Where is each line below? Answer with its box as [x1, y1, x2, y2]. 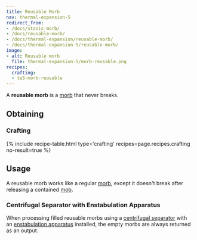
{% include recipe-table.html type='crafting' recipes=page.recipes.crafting [6, 140, 190, 147]
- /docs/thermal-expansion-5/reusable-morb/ [6, 42, 119, 48]
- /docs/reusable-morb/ [6, 31, 66, 37]
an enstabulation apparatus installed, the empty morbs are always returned [6, 220, 191, 227]
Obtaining [6, 108, 44, 119]
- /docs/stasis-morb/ [6, 25, 60, 32]
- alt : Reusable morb [6, 53, 60, 59]
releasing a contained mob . [6, 186, 73, 193]
